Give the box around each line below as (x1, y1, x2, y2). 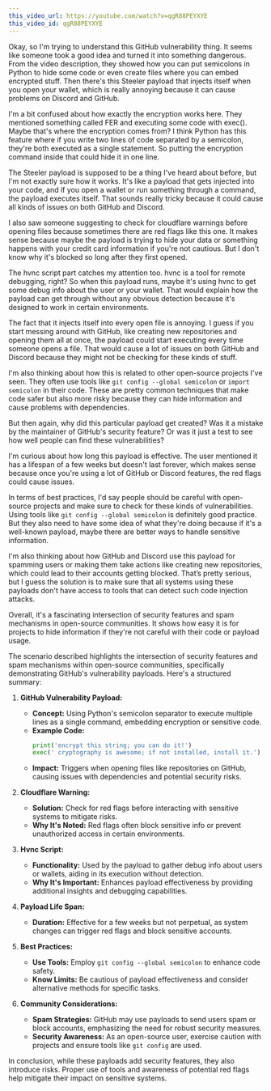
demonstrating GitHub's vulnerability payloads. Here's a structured (8, 669, 232, 678)
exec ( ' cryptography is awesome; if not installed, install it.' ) (32, 749, 261, 757)
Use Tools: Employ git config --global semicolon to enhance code (32, 957, 260, 967)
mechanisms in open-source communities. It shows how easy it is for (8, 618, 239, 628)
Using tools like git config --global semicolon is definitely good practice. (8, 509, 257, 519)
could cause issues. (8, 477, 75, 486)
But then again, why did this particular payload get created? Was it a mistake (8, 418, 264, 427)
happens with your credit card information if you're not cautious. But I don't (8, 244, 260, 253)
